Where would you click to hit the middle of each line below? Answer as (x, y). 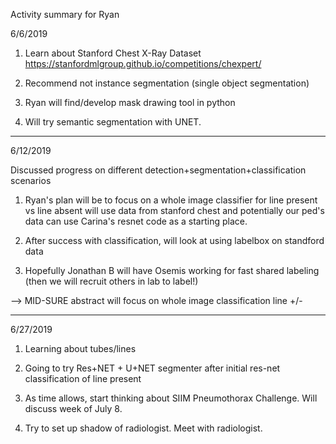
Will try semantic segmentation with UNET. (113, 122)
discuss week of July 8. (73, 408)
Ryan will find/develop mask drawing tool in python (130, 102)
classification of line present (83, 378)
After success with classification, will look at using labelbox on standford (174, 240)
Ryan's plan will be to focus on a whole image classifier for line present (171, 200)
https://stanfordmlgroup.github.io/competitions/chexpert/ (143, 63)
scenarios (31, 180)
